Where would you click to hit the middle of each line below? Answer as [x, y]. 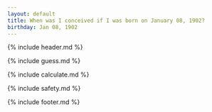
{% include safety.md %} [44, 89]
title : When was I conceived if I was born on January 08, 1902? [106, 21]
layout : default [31, 14]
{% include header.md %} [45, 47]
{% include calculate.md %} [48, 74]
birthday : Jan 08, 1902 [43, 27]
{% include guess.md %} [44, 61]
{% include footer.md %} [44, 102]
